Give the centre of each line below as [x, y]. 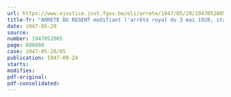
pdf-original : [27, 77]
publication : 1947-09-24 [43, 58]
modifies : [21, 70]
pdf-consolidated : [33, 83]
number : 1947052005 [35, 39]
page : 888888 [26, 45]
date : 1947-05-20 [32, 26]
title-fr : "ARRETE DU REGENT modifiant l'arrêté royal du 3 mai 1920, [110, 20]
